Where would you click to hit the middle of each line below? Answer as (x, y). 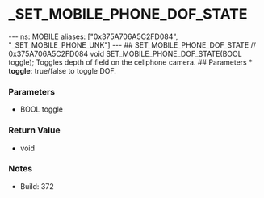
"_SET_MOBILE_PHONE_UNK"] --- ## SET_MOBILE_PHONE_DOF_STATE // (132, 44)
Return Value (34, 130)
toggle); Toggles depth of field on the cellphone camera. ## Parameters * (130, 62)
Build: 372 (37, 186)
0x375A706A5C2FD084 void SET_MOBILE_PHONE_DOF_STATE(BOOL (125, 53)
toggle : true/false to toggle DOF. (63, 70)
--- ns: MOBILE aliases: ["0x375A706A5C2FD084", (93, 36)
